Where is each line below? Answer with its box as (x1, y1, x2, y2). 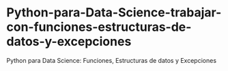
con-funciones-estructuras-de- (6, 19, 192, 35)
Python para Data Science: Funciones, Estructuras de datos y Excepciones (6, 56, 216, 64)
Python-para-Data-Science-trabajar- (6, 5, 222, 20)
